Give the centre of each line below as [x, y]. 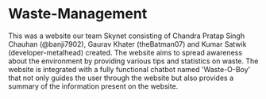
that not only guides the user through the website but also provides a [121, 78]
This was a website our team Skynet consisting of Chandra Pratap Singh [126, 36]
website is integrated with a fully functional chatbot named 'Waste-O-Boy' [129, 69]
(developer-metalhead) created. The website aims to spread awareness [125, 52]
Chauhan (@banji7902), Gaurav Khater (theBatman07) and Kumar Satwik [127, 44]
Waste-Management [78, 14]
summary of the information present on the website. [93, 86]
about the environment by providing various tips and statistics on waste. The [133, 61]
